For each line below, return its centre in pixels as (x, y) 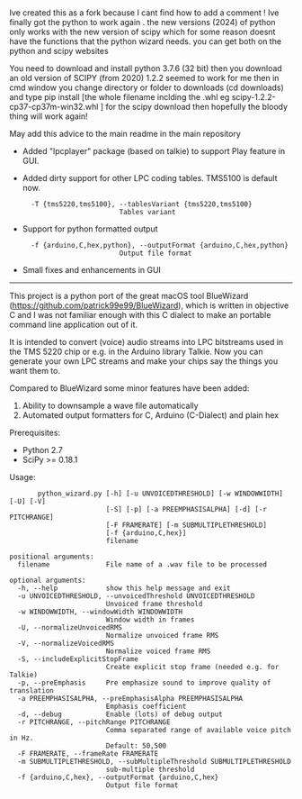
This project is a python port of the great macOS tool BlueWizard (129, 295)
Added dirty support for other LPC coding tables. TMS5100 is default (150, 177)
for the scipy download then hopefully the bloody (197, 106)
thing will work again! (49, 116)
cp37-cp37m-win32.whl (54, 106)
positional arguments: (52, 557)
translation (31, 690)
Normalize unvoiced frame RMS (162, 635)
